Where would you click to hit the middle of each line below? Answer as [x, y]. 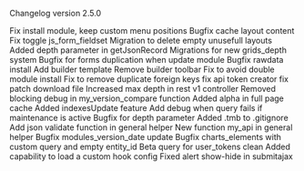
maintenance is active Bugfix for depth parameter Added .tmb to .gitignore [149, 118]
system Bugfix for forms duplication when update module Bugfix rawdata [147, 60]
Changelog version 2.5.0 [56, 13]
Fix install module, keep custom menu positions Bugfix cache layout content [152, 30]
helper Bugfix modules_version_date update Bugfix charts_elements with [146, 137]
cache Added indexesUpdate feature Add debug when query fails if [136, 108]
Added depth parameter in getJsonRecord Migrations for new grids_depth [148, 50]
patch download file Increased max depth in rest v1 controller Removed [142, 89]
